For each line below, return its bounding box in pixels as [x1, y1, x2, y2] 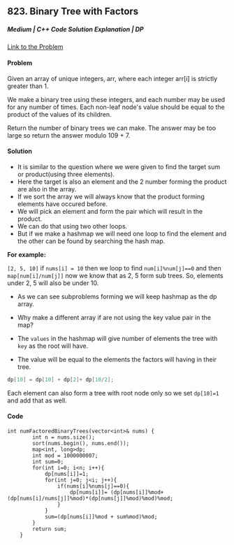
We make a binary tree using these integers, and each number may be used [7, 95, 226, 103]
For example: [7, 250, 47, 259]
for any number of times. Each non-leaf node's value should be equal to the [7, 103, 225, 111]
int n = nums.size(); [32, 433, 96, 441]
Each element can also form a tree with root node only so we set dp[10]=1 [7, 388, 219, 397]
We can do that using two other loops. [17, 221, 128, 230]
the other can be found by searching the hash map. [17, 237, 166, 245]
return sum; [32, 525, 68, 532]
